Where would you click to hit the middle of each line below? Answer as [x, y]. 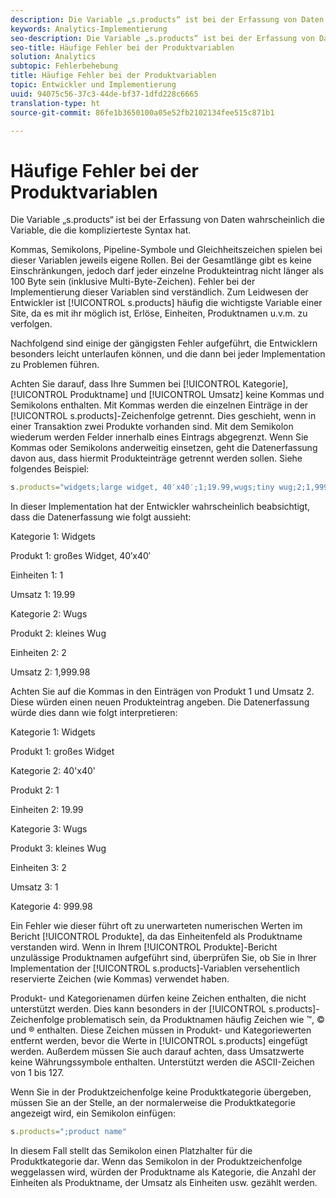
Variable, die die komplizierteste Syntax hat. [101, 230]
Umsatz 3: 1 [34, 887]
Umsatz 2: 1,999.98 [50, 672]
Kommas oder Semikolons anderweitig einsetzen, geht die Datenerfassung [164, 448]
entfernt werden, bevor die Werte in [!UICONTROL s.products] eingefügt [159, 1041]
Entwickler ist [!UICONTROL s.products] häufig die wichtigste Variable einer [166, 303]
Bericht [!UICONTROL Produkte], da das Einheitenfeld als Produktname [156, 937]
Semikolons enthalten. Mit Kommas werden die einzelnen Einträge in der [159, 405]
